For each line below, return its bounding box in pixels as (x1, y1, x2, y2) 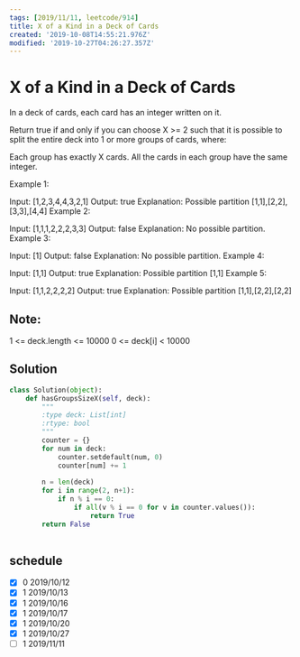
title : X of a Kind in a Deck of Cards (9, 22, 159, 31)
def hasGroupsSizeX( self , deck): (25, 393, 151, 403)
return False (41, 520, 91, 529)
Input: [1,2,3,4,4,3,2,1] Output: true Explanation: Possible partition (9, 196, 250, 208)
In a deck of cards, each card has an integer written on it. (9, 107, 223, 118)
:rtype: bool (41, 419, 91, 429)
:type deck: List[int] (41, 411, 127, 420)
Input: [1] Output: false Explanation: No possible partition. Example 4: (9, 250, 265, 262)
